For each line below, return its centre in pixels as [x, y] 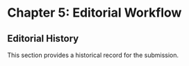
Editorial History [43, 39]
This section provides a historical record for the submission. [93, 55]
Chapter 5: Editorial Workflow [94, 13]
